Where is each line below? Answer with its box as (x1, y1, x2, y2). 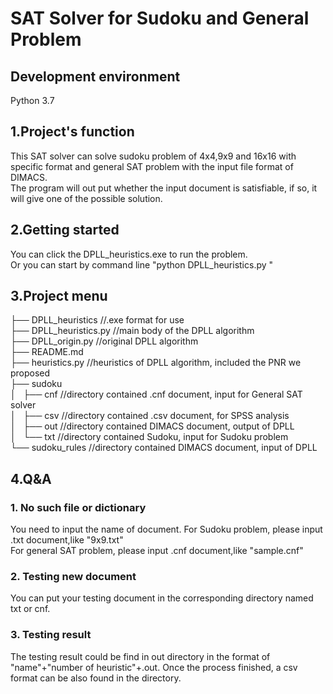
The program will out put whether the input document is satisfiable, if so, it (10, 182, 318, 194)
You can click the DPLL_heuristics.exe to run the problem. (10, 248, 248, 260)
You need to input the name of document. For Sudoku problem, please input (10, 523, 323, 536)
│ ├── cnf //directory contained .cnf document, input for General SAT (10, 388, 303, 401)
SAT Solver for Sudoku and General (10, 7, 310, 30)
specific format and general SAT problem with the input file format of (10, 160, 294, 172)
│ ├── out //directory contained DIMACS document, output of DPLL (10, 420, 295, 432)
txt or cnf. (10, 603, 51, 615)
